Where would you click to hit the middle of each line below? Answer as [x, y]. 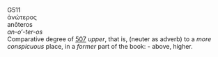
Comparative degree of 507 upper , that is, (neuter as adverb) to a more [109, 39]
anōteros [20, 24]
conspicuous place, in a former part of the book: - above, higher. [100, 46]
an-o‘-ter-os [25, 32]
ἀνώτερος [22, 17]
